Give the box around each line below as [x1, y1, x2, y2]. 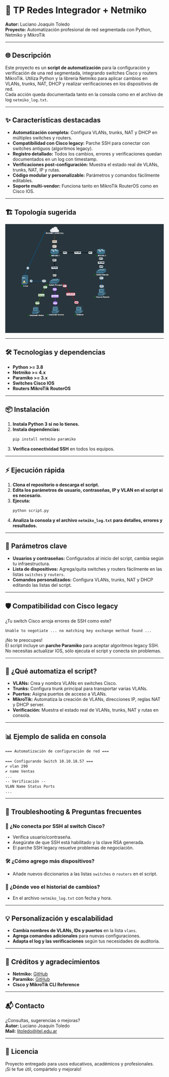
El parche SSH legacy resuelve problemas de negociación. [12, 844, 134, 851]
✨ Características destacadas [5, 116, 101, 125]
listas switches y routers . [12, 571, 65, 577]
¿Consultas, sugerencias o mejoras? [5, 1018, 80, 1024]
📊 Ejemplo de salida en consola [5, 732, 107, 741]
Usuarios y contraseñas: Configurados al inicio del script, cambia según [12, 555, 164, 561]
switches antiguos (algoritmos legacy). [12, 145, 93, 151]
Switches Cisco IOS [12, 380, 55, 386]
